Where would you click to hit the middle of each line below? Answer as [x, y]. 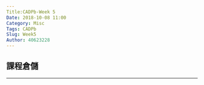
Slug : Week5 [21, 35]
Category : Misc [25, 23]
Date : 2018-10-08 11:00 [36, 18]
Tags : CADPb [21, 29]
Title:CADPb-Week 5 [31, 12]
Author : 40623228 [28, 40]
